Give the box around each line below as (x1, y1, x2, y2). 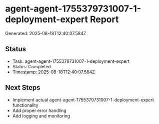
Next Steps (5, 83, 40, 92)
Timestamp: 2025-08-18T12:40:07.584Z (12, 69, 95, 75)
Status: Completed (12, 63, 51, 69)
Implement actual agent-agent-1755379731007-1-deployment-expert (12, 96, 154, 103)
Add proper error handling (12, 107, 66, 113)
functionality (12, 102, 38, 108)
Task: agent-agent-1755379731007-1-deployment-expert (12, 58, 130, 64)
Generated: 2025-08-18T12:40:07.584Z (5, 30, 86, 36)
